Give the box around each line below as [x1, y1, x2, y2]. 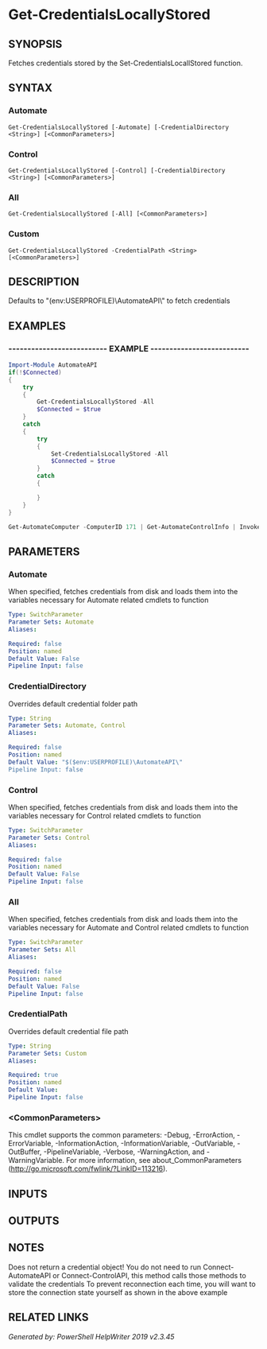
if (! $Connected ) [8, 368, 62, 376]
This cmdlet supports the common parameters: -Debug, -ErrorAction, [8, 1130, 236, 1140]
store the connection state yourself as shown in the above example [8, 1287, 228, 1297]
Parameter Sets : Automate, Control [8, 721, 126, 729]
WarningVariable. [8, 1156, 65, 1165]
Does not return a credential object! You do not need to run [8, 1262, 201, 1272]
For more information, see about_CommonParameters [66, 1156, 242, 1165]
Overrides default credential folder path [8, 698, 138, 709]
